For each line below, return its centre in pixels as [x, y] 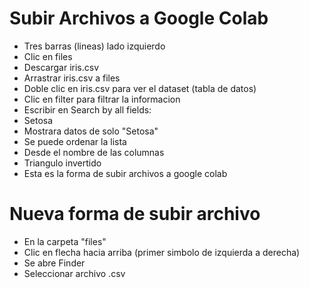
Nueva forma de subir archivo [135, 214]
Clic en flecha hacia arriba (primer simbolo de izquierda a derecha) [162, 252]
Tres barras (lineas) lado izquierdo [94, 46]
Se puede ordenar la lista [75, 141]
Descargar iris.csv [61, 67]
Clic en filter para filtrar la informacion [102, 99]
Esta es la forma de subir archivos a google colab [125, 173]
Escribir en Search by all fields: [87, 109]
